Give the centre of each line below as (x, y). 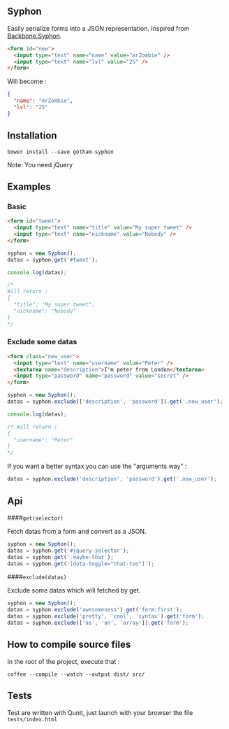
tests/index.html (32, 719)
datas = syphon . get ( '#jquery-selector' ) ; (68, 551)
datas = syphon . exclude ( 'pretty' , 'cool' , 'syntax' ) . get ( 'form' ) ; (106, 616)
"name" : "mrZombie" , (43, 101)
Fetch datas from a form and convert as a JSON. (77, 531)
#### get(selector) (36, 518)
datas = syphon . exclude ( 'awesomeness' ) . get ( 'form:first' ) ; (95, 610)
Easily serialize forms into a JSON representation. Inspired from (98, 28)
